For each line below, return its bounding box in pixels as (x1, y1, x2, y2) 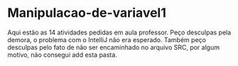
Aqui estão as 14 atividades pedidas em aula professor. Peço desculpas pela (7, 28, 232, 37)
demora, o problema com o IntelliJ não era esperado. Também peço (7, 35, 206, 44)
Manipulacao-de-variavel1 (7, 5, 167, 21)
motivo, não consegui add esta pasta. (7, 51, 117, 59)
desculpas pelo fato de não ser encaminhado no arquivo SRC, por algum (7, 43, 220, 51)
